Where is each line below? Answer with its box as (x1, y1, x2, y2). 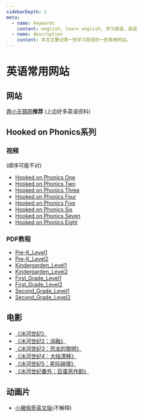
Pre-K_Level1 (14, 249, 48, 256)
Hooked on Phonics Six (14, 206, 73, 213)
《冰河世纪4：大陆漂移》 (14, 352, 77, 360)
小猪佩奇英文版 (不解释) (14, 404, 72, 411)
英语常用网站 (6, 65, 70, 78)
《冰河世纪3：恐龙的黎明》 (14, 345, 82, 352)
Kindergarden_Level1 (14, 261, 67, 269)
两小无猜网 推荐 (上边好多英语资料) (6, 108, 91, 115)
